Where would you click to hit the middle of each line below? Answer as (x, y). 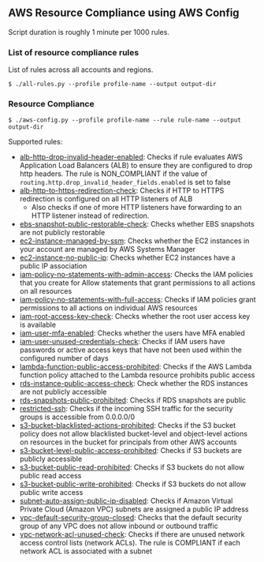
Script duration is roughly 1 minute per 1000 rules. (89, 32)
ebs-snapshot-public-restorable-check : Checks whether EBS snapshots (137, 224)
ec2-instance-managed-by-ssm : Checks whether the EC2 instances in (134, 241)
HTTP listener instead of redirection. (90, 215)
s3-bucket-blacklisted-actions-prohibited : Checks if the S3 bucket (128, 425)
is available (38, 325)
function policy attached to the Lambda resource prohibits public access (137, 375)
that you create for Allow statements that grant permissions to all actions (138, 283)
